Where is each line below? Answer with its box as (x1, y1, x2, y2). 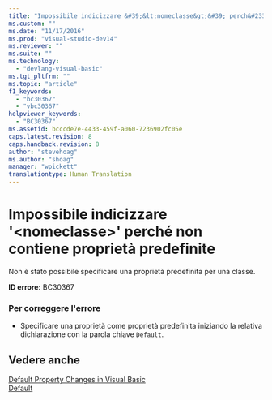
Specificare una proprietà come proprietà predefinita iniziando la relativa (19, 321, 263, 331)
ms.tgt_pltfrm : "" (8, 72, 70, 80)
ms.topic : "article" (8, 80, 79, 88)
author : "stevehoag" (8, 148, 79, 156)
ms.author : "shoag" (8, 155, 74, 163)
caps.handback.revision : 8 (8, 140, 100, 148)
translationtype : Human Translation (8, 170, 132, 178)
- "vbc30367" (15, 102, 60, 110)
